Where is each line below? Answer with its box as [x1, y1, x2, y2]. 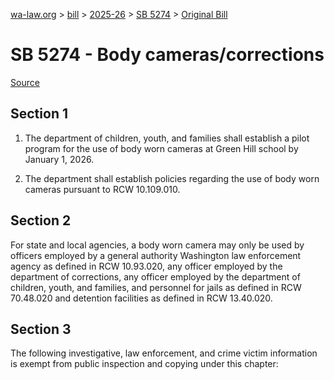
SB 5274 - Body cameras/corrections [10, 44, 325, 66]
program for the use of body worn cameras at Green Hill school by [24, 142, 299, 154]
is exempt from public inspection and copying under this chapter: [10, 358, 279, 370]
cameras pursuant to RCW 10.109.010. [24, 183, 181, 195]
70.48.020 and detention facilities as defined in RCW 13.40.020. [10, 292, 273, 304]
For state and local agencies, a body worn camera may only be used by [10, 239, 305, 251]
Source [10, 76, 40, 88]
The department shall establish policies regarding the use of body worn [24, 172, 320, 184]
